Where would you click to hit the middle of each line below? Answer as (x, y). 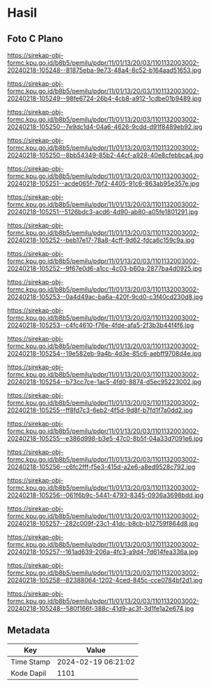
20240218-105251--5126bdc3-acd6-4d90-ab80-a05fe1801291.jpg (103, 212)
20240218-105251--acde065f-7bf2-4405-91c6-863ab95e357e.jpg (103, 183)
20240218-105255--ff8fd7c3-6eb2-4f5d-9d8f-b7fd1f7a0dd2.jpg (100, 410)
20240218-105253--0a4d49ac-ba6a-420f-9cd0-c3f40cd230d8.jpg (105, 297)
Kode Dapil (29, 673)
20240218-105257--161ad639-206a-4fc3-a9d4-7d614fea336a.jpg (103, 552)
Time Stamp (31, 662)
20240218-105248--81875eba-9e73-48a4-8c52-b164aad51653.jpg (104, 70)
